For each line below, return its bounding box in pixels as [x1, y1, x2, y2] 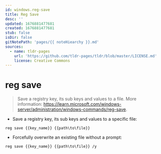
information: [17, 101, 42, 107]
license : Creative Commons [14, 58, 70, 63]
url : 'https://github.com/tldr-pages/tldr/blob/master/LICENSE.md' [14, 53, 157, 59]
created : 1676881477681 [5, 26, 55, 31]
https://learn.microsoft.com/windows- [43, 101, 122, 107]
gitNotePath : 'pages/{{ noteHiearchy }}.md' [5, 40, 99, 45]
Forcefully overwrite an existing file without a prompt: [12, 135, 122, 141]
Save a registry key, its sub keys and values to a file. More [17, 96, 137, 102]
